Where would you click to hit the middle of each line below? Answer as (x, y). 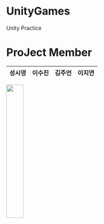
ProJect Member (49, 53)
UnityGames (38, 11)
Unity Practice (24, 28)
